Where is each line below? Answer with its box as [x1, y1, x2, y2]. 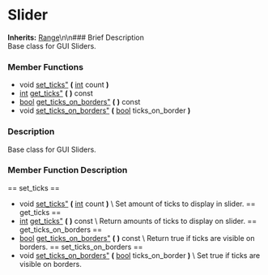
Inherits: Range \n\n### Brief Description [7, 32, 145, 42]
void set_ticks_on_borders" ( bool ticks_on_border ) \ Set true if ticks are [19, 250, 261, 260]
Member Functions [7, 61, 84, 72]
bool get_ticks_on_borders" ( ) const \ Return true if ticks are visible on [19, 233, 256, 243]
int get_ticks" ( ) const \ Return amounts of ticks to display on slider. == [19, 216, 257, 226]
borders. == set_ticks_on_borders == [19, 242, 143, 251]
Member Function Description [7, 165, 128, 176]
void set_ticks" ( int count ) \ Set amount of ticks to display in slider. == [19, 199, 256, 208]
